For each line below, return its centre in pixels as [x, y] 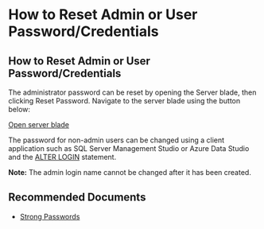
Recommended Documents [77, 198]
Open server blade [39, 124]
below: [19, 109]
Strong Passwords [50, 216]
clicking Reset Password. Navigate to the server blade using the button [124, 101]
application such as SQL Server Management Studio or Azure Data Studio [129, 148]
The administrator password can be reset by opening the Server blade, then [132, 92]
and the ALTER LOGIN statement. [62, 157]
